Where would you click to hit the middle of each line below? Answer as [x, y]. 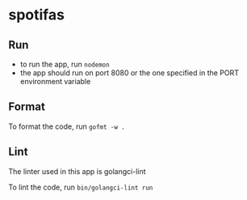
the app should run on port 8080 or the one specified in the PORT [130, 73]
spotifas [36, 15]
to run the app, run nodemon [65, 64]
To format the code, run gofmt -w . [67, 126]
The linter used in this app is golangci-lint [77, 171]
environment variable [55, 81]
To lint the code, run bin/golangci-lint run [81, 187]
